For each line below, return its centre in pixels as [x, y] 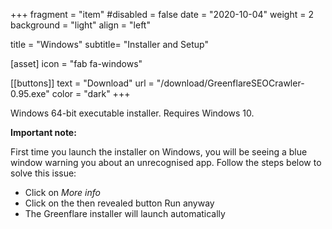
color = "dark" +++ [91, 93]
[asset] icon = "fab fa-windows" [76, 63]
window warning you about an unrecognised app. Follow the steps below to [166, 162]
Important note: [43, 132]
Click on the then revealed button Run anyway [119, 203]
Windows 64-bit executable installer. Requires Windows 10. [132, 113]
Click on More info [63, 192]
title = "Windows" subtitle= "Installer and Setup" [109, 44]
